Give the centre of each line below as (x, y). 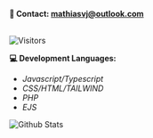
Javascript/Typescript (63, 79)
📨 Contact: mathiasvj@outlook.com (76, 14)
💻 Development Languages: (63, 58)
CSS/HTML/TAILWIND (63, 88)
